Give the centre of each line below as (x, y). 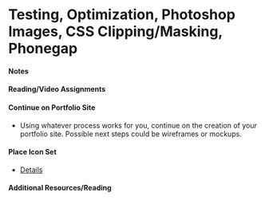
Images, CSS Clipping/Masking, (116, 31)
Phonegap (43, 49)
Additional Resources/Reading (60, 188)
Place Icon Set (33, 152)
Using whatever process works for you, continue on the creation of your (138, 125)
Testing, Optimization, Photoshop (122, 15)
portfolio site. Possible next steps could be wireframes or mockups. (131, 134)
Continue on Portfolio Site (52, 107)
